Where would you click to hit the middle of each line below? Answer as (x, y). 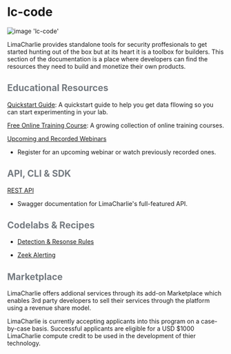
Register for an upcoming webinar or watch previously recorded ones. (117, 152)
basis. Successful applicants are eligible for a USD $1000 (113, 329)
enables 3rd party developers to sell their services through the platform (109, 301)
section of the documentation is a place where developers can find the (108, 59)
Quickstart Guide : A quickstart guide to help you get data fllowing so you (110, 105)
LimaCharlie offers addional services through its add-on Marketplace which (114, 293)
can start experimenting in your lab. (58, 112)
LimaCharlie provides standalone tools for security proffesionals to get (107, 44)
